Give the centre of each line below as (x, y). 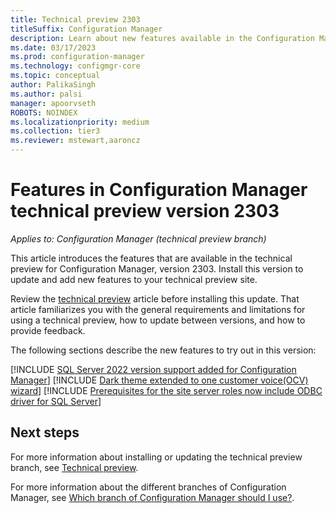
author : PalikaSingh (53, 85)
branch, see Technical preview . (74, 467)
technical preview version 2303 (145, 211)
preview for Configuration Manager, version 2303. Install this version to (157, 268)
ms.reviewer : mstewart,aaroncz (75, 141)
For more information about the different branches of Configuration (148, 487)
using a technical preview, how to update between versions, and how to (158, 320)
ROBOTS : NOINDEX (44, 112)
